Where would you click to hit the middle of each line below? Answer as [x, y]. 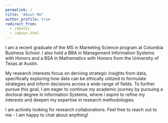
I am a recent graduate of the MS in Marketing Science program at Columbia [84, 47]
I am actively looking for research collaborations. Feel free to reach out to [81, 109]
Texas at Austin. [22, 64]
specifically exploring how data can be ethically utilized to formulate [76, 79]
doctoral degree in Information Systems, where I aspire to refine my [75, 94]
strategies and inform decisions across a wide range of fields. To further [80, 84]
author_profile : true [28, 19]
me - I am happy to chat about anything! [47, 115]
